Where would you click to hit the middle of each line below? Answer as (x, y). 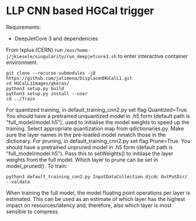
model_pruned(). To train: (37, 166)
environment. (22, 62)
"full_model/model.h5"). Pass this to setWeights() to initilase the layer (90, 153)
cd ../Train (21, 99)
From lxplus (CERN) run (35, 50)
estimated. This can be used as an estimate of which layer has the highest (96, 199)
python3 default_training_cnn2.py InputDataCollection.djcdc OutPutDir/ (97, 177)
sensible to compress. (33, 211)
